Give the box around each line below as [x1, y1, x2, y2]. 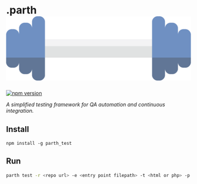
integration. [6, 107, 34, 114]
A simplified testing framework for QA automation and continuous [6, 101, 165, 108]
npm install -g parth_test [6, 140, 72, 146]
